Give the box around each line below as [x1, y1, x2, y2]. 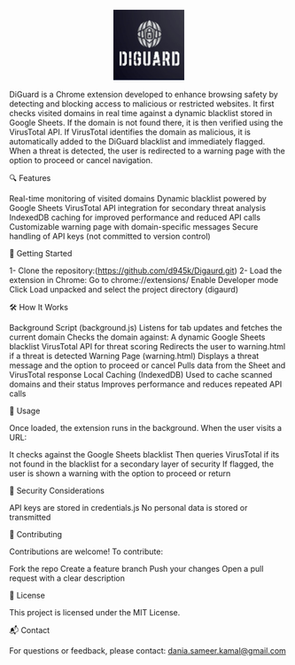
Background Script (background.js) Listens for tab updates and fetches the [9, 323, 283, 332]
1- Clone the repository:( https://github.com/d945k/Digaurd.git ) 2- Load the [9, 265, 283, 276]
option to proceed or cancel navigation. [9, 155, 153, 165]
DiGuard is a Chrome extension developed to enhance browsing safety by [9, 90, 279, 99]
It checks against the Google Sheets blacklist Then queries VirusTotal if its [9, 450, 280, 459]
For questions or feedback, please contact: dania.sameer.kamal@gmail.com [9, 645, 286, 656]
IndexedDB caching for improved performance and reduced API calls [9, 212, 261, 223]
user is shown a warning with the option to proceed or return [9, 468, 231, 479]
